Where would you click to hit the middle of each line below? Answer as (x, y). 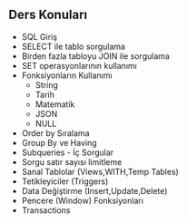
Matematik (55, 104)
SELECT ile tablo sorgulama (74, 46)
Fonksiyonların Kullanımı (67, 75)
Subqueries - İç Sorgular (68, 152)
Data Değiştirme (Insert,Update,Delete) (94, 190)
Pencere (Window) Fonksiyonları (83, 200)
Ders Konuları (48, 15)
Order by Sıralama (55, 133)
